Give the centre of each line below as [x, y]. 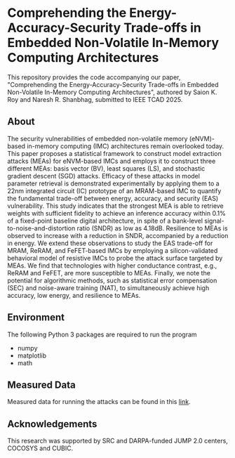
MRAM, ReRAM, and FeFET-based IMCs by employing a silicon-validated [113, 250]
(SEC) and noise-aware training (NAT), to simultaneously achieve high [108, 288]
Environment [36, 318]
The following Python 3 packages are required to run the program [102, 334]
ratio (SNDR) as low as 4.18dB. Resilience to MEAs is [152, 228]
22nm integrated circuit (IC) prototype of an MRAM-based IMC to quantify [114, 190]
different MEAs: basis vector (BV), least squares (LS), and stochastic [106, 168]
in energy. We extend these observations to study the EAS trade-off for [110, 243]
